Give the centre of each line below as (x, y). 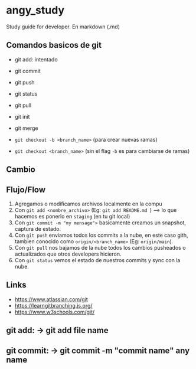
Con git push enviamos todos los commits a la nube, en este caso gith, (101, 235)
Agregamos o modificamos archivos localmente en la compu (88, 204)
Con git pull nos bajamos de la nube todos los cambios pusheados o (100, 247)
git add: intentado (36, 59)
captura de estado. (38, 228)
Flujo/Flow (26, 190)
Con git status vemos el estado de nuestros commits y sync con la (97, 260)
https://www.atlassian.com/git (51, 299)
